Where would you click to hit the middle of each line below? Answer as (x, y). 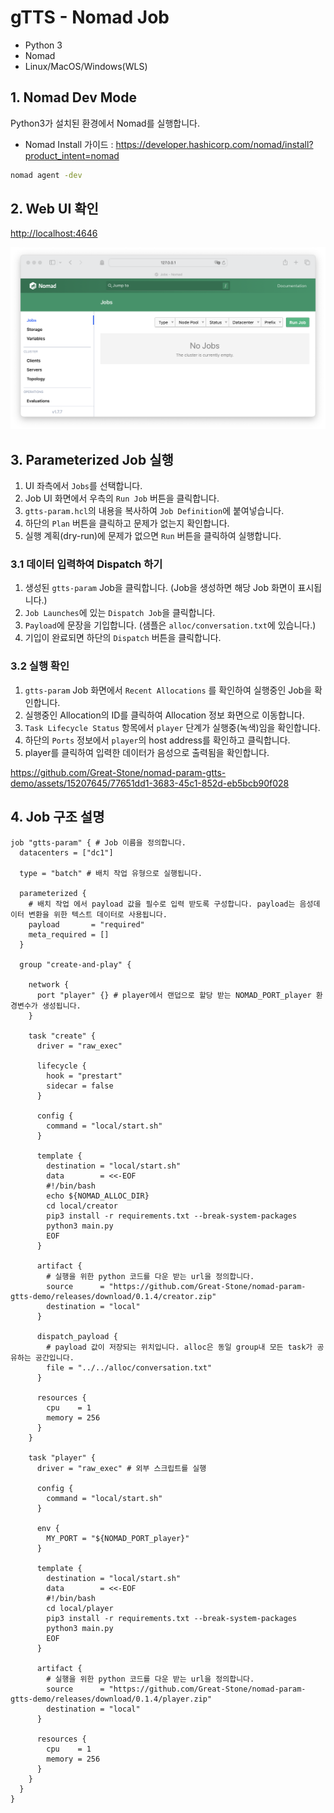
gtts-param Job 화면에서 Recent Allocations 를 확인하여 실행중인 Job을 (168, 690)
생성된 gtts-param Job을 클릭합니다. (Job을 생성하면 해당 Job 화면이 (160, 588)
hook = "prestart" (84, 1076)
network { (49, 984)
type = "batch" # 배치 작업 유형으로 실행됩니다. (111, 873)
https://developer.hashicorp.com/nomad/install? (214, 144)
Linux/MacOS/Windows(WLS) (86, 66)
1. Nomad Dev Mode (73, 97)
